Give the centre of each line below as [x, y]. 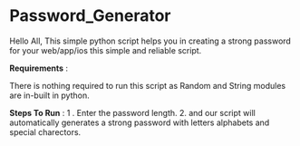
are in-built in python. [49, 95]
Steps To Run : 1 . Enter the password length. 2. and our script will [132, 112]
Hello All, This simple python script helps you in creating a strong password [150, 41]
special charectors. [45, 131]
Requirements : [39, 68]
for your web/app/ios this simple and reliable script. [106, 50]
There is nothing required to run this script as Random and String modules [148, 85]
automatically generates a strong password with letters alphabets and [140, 122]
